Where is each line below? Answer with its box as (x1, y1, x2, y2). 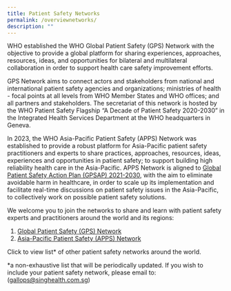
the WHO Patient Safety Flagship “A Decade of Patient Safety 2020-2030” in (7, 106, 225, 114)
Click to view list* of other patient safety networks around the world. (7, 248, 201, 256)
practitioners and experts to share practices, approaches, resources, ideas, (7, 149, 221, 157)
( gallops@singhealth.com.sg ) (7, 276, 91, 284)
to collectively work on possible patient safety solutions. (7, 193, 167, 201)
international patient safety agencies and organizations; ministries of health (7, 84, 221, 93)
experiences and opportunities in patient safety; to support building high (7, 157, 213, 165)
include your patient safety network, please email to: (7, 268, 157, 277)
